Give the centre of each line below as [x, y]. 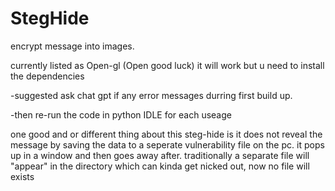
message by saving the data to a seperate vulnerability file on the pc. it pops [167, 144]
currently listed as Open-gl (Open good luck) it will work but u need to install [167, 65]
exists [22, 176]
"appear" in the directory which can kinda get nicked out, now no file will [160, 166]
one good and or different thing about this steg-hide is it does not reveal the [166, 134]
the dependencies [47, 76]
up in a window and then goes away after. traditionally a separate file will [160, 155]
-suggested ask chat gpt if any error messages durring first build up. [151, 95]
